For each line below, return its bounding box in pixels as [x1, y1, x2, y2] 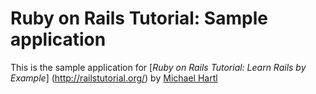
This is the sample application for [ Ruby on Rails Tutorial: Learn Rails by [10, 61, 307, 73]
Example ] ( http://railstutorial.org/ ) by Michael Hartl [10, 72, 218, 84]
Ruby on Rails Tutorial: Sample [10, 7, 268, 30]
